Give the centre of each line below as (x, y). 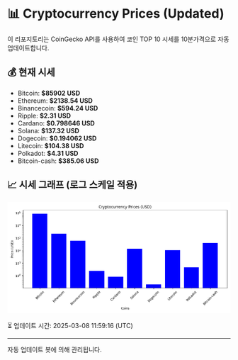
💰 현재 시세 (31, 73)
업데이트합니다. (28, 47)
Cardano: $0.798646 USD (56, 123)
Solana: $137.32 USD (49, 130)
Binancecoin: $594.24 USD (58, 108)
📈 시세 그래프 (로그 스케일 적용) (73, 185)
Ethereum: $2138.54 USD (55, 101)
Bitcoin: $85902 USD (49, 93)
